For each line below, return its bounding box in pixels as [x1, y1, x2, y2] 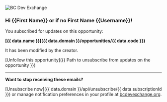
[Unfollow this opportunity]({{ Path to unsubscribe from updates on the [5, 57, 151, 63]
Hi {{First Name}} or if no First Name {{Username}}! [5, 17, 133, 24]
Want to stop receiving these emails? [5, 77, 83, 83]
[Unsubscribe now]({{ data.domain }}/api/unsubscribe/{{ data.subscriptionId [5, 86, 162, 92]
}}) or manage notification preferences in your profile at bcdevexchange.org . [5, 92, 162, 98]
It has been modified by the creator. [5, 48, 79, 53]
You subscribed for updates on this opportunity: [5, 28, 103, 34]
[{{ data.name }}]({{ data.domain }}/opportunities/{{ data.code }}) [5, 38, 146, 44]
